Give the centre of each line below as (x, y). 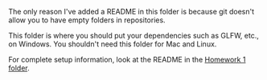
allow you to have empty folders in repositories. (87, 20)
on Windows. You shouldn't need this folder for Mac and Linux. (113, 44)
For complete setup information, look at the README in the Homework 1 (127, 60)
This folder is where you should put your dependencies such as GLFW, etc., (133, 36)
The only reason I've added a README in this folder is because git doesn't (131, 12)
